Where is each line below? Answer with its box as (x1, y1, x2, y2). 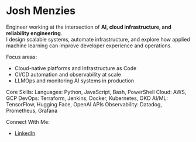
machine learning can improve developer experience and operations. (6, 42, 173, 49)
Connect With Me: (6, 118, 50, 125)
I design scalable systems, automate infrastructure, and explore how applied (6, 36, 190, 43)
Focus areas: (6, 53, 37, 60)
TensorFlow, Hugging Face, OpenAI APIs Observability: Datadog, (6, 101, 163, 108)
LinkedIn (14, 130, 36, 137)
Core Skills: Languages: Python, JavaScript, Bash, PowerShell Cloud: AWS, (6, 88, 187, 95)
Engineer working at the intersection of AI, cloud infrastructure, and (6, 23, 171, 30)
